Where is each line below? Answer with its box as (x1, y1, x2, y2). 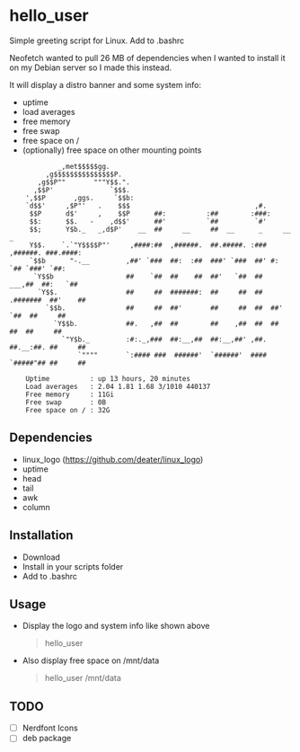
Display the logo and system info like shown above (22, 621, 210, 632)
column (22, 501, 51, 512)
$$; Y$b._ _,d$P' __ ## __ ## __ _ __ (29, 225, 292, 234)
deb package (22, 733, 72, 744)
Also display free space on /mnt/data (22, 655, 160, 666)
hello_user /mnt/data (44, 673, 121, 684)
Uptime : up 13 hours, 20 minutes (25, 374, 191, 383)
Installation (9, 527, 74, 544)
